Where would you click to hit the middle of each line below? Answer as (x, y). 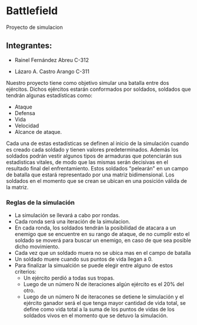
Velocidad (27, 126)
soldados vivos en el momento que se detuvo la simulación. (96, 316)
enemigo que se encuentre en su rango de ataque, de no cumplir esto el (102, 234)
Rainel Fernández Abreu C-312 (52, 60)
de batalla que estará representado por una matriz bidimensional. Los (90, 175)
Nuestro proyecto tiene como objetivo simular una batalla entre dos (88, 83)
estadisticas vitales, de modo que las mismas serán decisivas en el (87, 162)
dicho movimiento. (37, 247)
